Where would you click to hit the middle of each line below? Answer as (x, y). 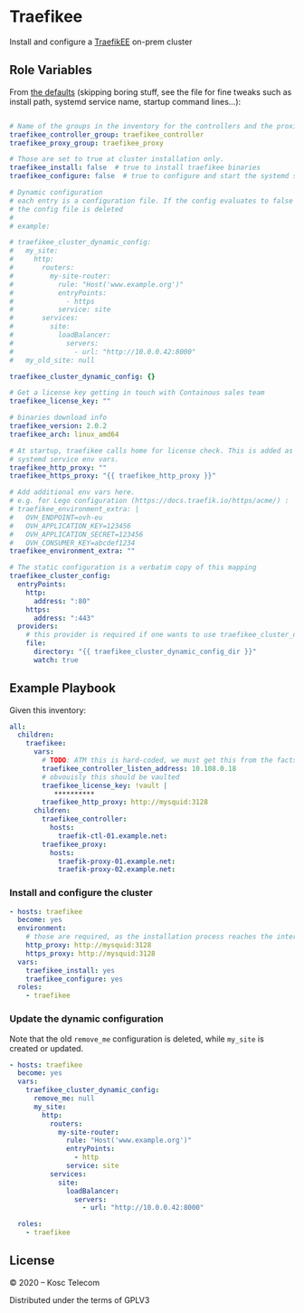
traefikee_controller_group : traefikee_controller (107, 134)
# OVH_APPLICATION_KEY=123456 (70, 526)
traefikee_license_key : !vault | (105, 785)
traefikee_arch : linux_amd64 (64, 434)
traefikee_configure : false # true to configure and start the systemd (149, 176)
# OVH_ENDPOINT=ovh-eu (56, 518)
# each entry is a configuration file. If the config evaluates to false (152, 201)
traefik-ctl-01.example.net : (113, 836)
